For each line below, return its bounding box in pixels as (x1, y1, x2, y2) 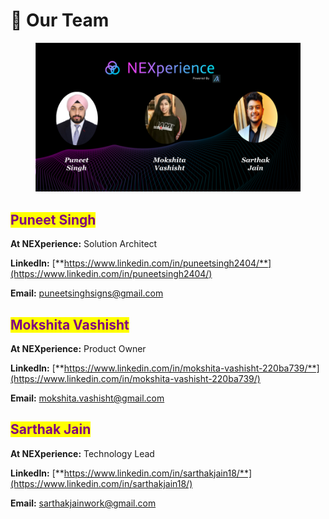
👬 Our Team (10, 9, 110, 32)
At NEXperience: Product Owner (10, 343, 147, 355)
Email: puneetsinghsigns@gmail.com (10, 287, 164, 299)
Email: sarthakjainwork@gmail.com (10, 497, 157, 509)
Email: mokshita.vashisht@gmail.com (10, 392, 165, 404)
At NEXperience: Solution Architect (10, 238, 158, 250)
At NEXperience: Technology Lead (10, 447, 155, 459)
